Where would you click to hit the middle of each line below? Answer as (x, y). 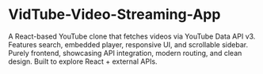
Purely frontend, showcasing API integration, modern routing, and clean (125, 53)
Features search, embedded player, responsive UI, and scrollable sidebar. (128, 44)
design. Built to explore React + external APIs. (83, 61)
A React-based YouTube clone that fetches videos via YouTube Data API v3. (132, 36)
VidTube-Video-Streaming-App (114, 15)
